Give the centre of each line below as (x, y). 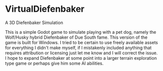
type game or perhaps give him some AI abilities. (54, 63)
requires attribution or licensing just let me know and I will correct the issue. (81, 53)
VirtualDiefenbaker (45, 9)
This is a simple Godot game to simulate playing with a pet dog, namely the (81, 32)
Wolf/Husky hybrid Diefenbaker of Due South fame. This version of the (76, 37)
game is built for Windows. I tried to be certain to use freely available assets (81, 42)
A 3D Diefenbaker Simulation (34, 23)
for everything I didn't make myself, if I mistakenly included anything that (78, 47)
